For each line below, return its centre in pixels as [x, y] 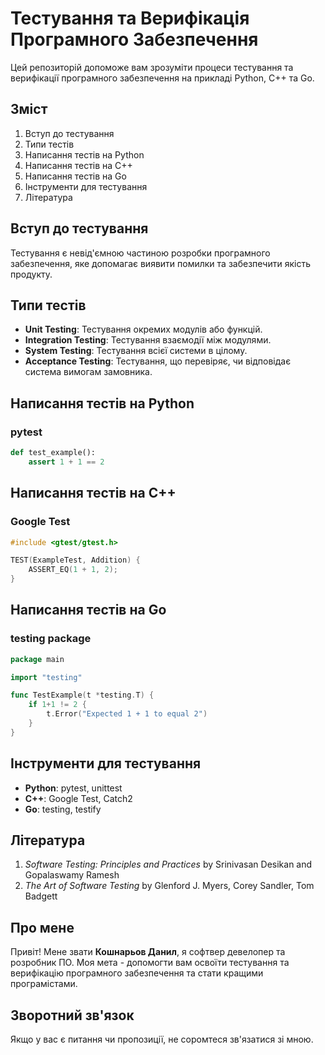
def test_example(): [53, 453]
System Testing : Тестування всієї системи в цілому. [136, 351]
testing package [51, 639]
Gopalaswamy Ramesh [72, 875]
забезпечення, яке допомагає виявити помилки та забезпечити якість [160, 263]
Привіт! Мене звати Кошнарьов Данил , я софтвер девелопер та [148, 952]
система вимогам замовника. [88, 372]
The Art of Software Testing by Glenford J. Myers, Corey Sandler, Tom [169, 886]
